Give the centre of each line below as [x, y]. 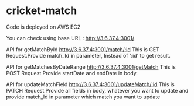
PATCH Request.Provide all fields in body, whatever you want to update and [97, 90]
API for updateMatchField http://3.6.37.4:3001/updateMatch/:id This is [90, 84]
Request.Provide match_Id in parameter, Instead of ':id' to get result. [89, 55]
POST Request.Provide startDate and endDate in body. [72, 73]
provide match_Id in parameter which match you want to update [83, 97]
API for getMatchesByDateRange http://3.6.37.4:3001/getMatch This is [91, 67]
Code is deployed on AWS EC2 [43, 27]
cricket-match [42, 11]
